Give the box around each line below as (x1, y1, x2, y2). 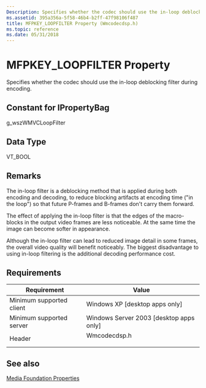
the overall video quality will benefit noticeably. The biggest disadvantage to (6, 243, 199, 251)
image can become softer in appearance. (6, 225, 110, 232)
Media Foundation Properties (6, 375, 80, 382)
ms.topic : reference (6, 26, 59, 32)
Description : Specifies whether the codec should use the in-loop (6, 9, 180, 15)
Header (9, 335, 31, 343)
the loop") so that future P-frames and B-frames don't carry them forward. (6, 200, 195, 207)
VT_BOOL (6, 153, 31, 160)
